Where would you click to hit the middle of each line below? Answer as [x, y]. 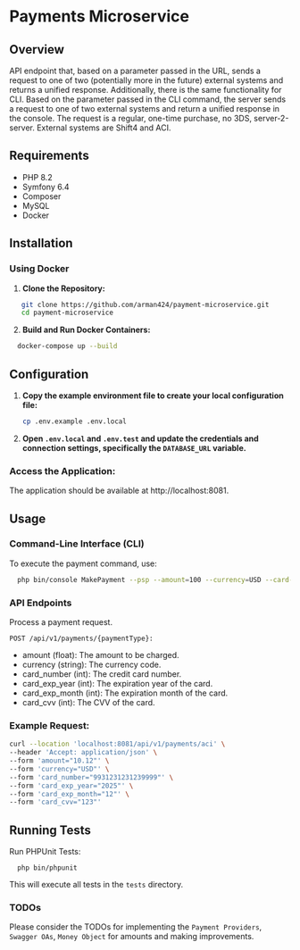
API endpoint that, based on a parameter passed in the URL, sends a [135, 71]
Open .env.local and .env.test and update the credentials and [140, 438]
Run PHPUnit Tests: [45, 852]
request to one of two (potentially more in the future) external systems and [146, 80]
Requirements [49, 156]
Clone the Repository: [63, 288]
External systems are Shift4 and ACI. [104, 128]
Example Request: [50, 725]
